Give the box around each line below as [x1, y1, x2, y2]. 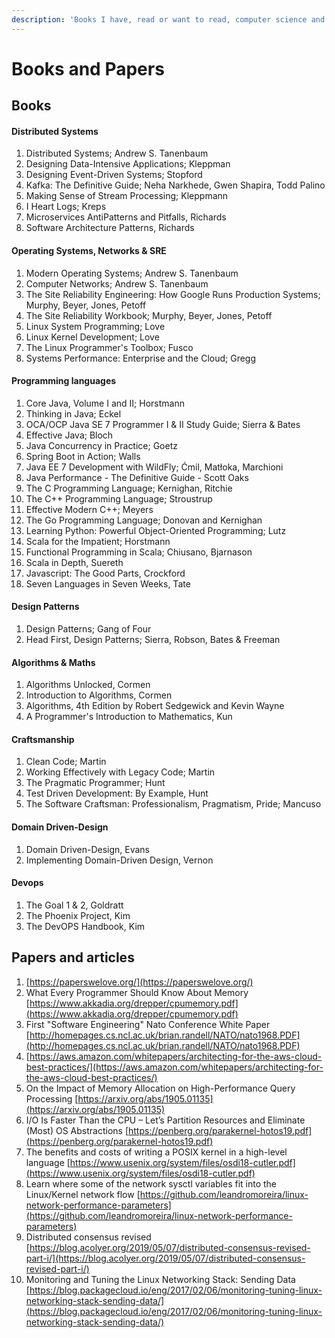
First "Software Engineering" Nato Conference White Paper [25, 1018, 271, 1030]
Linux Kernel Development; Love [25, 331, 160, 343]
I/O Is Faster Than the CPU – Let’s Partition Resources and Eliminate [25, 1114, 306, 1126]
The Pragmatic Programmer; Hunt [25, 777, 166, 789]
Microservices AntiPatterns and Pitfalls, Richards [25, 211, 227, 223]
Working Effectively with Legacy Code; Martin [25, 766, 216, 778]
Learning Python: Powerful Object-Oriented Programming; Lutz [25, 524, 287, 536]
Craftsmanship [11, 733, 75, 745]
